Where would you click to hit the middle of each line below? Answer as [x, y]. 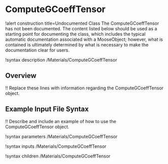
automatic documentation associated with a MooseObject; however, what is [84, 39]
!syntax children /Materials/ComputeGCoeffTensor [58, 156]
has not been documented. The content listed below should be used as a [81, 28]
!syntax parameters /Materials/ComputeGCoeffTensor [61, 136]
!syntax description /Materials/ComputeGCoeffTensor [61, 60]
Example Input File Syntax [47, 109]
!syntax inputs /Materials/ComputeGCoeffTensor [56, 146]
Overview [21, 76]
